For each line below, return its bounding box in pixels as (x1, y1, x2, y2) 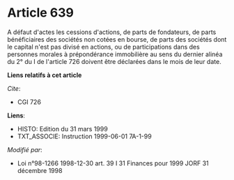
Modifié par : (7, 145, 43, 154)
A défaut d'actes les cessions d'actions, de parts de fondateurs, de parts (7, 28, 217, 36)
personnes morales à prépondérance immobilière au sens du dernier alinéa (7, 50, 223, 58)
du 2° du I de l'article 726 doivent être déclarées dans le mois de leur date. (7, 57, 221, 65)
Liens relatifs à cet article (7, 71, 82, 79)
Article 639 (7, 5, 75, 21)
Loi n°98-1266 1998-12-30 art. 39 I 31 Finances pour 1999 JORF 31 (17, 158, 209, 167)
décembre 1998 (17, 166, 63, 174)
